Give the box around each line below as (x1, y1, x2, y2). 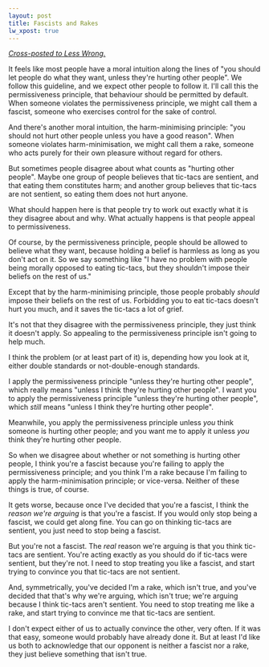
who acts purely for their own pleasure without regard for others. (8, 148, 223, 158)
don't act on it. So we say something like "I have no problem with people (8, 255, 247, 264)
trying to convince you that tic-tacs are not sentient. (8, 567, 181, 577)
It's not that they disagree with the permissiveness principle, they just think (8, 320, 257, 329)
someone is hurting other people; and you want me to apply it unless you (8, 427, 250, 436)
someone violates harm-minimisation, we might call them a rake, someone (8, 140, 255, 149)
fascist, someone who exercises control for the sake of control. (8, 107, 217, 117)
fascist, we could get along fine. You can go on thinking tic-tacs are (8, 518, 232, 527)
